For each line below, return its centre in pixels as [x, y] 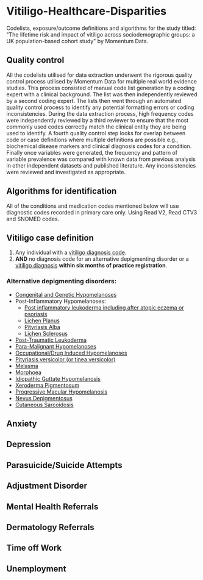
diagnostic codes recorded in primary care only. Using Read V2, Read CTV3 [102, 212]
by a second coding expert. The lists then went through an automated [94, 101]
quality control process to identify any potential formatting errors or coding [100, 107]
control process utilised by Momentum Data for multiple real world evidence [101, 81]
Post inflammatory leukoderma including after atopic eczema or [104, 307]
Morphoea [28, 372]
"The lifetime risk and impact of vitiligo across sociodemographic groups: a [101, 34]
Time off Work [34, 548]
